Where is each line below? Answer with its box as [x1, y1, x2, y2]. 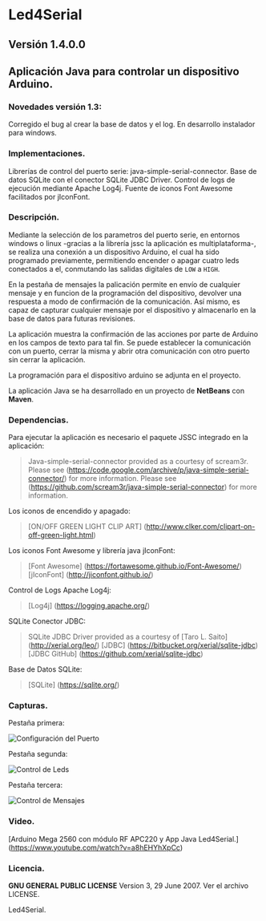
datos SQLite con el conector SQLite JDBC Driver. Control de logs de [8, 175, 236, 184]
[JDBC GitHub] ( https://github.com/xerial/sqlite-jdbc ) [27, 649, 204, 659]
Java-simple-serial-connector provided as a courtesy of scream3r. [27, 457, 248, 467]
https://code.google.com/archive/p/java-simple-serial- [68, 465, 250, 475]
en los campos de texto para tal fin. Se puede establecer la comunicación [8, 337, 252, 347]
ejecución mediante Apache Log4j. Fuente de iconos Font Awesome [8, 183, 233, 193]
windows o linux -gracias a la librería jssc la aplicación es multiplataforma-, [8, 238, 256, 248]
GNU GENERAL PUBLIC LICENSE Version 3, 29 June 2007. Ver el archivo [8, 881, 249, 891]
